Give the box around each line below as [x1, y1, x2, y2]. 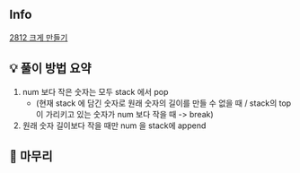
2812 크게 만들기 [9, 31, 68, 43]
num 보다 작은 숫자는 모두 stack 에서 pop [22, 86, 169, 97]
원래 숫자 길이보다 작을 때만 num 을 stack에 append [22, 120, 207, 131]
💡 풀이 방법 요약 [9, 61, 92, 76]
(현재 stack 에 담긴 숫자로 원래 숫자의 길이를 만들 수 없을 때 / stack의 [35, 98, 278, 108]
